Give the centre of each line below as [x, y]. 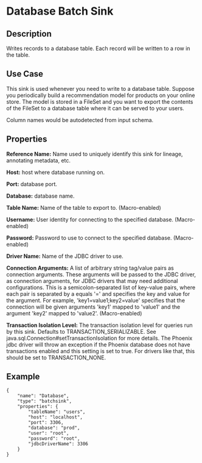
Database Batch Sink [60, 11]
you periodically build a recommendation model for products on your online [101, 95]
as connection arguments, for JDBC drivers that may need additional [92, 281]
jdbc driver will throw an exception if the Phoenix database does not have [98, 344]
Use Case [25, 74]
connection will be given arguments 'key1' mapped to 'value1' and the [93, 307]
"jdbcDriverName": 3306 [58, 444]
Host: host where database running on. [56, 172]
